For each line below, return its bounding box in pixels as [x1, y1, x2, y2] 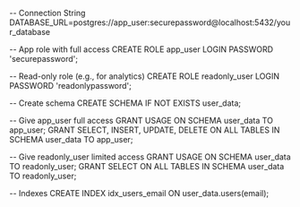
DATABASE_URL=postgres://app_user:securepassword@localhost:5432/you [9, 17, 291, 28]
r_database [9, 27, 51, 37]
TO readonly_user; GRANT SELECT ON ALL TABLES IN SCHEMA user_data [9, 161, 285, 171]
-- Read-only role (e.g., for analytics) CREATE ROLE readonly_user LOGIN [9, 71, 280, 82]
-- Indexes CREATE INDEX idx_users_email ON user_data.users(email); [9, 188, 270, 198]
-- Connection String [9, 8, 86, 18]
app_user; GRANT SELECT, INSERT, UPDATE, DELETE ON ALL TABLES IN [9, 125, 280, 135]
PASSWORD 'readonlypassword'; [9, 81, 133, 91]
